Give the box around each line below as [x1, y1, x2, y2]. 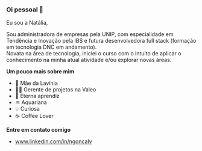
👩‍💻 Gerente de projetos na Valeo [14, 86, 96, 93]
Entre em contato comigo [6, 126, 71, 134]
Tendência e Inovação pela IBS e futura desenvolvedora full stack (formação [6, 37, 197, 45]
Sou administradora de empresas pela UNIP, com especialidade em [6, 31, 174, 38]
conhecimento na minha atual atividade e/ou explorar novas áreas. [6, 57, 172, 64]
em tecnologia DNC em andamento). [6, 43, 97, 51]
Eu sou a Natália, [6, 19, 48, 26]
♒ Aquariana [14, 99, 47, 106]
